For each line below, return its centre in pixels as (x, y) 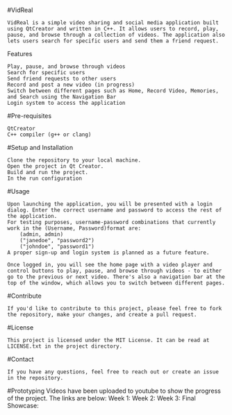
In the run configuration (44, 178)
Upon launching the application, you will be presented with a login (110, 204)
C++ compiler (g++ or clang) (49, 135)
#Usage (18, 191)
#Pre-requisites (30, 116)
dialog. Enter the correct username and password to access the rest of (115, 210)
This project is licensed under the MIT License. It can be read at (108, 340)
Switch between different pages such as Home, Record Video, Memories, (113, 91)
